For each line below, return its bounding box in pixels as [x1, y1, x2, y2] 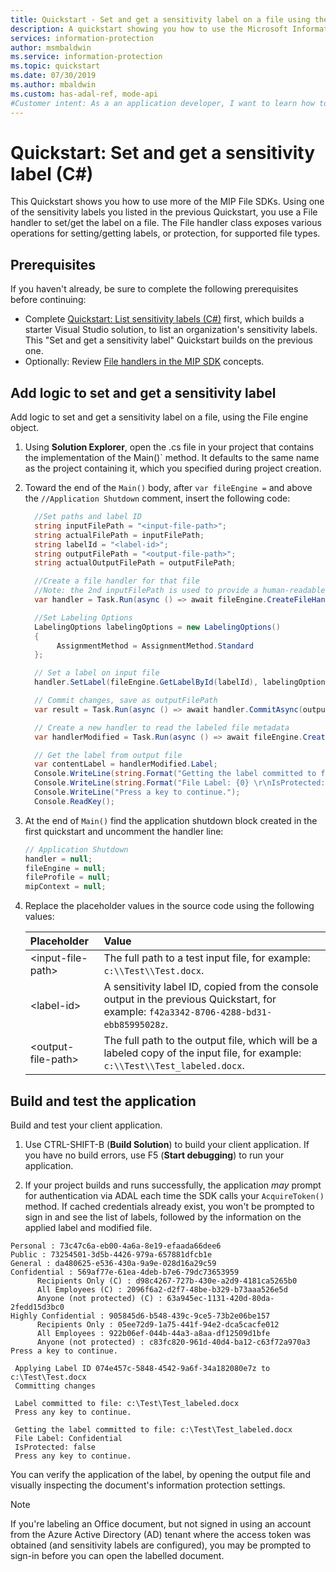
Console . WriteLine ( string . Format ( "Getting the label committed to [34, 769, 317, 779]
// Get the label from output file [34, 750, 183, 760]
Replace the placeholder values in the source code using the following [24, 900, 315, 912]
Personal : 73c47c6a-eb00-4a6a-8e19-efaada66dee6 [10, 1241, 222, 1251]
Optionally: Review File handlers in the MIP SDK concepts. [24, 356, 265, 368]
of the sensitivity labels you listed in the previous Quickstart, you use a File [10, 206, 318, 218]
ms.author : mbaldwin [10, 80, 97, 90]
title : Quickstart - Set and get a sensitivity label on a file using [10, 14, 311, 25]
